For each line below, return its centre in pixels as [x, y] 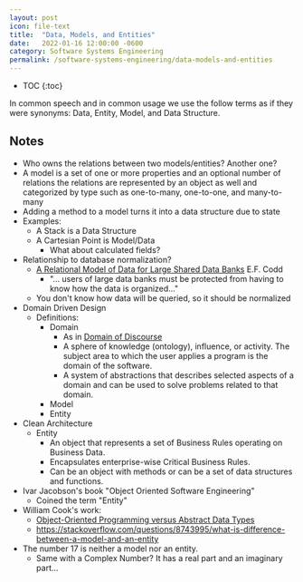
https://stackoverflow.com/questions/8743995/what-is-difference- [161, 529]
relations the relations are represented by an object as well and [140, 182]
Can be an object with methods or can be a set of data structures [171, 471]
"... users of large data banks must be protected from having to [166, 278]
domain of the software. [108, 365]
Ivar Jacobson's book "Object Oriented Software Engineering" [138, 490]
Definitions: [57, 317]
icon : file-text [40, 26]
